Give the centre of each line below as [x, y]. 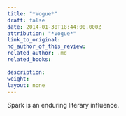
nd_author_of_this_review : [47, 46]
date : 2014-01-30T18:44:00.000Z [54, 27]
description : [26, 72]
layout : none [26, 85]
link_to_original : [34, 40]
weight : [19, 79]
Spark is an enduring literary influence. [63, 105]
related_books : [29, 60]
